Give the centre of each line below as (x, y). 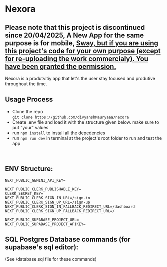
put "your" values (30, 127)
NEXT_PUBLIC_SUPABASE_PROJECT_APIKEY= (45, 224)
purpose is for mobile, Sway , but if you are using (82, 43)
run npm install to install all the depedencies (59, 133)
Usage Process (29, 99)
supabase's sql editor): (42, 248)
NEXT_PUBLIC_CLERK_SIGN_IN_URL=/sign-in (48, 198)
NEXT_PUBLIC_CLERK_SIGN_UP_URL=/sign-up (48, 202)
